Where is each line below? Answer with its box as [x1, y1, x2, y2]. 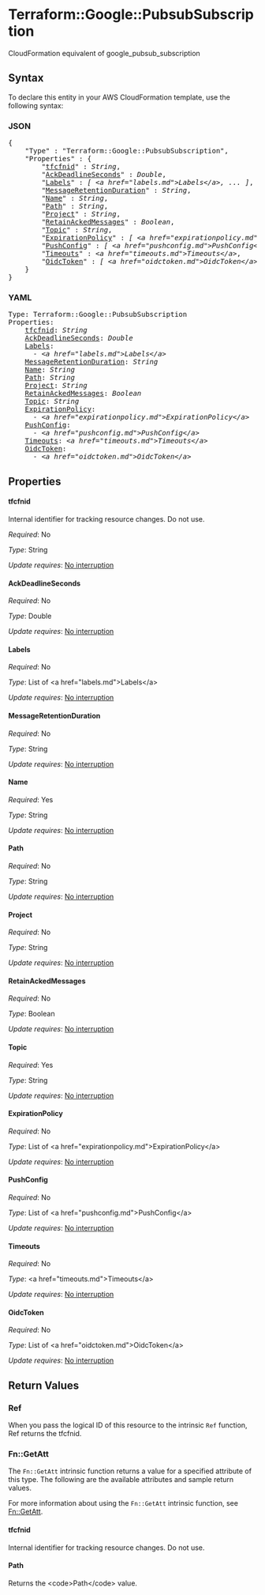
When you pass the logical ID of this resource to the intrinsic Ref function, [8, 1420, 248, 1430]
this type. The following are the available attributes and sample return [8, 1475, 234, 1484]
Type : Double [8, 611, 52, 621]
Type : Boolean [8, 1009, 55, 1019]
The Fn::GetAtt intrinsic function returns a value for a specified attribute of [8, 1466, 252, 1476]
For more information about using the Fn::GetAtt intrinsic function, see [8, 1499, 239, 1508]
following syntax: [8, 100, 64, 110]
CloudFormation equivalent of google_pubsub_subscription [8, 48, 201, 58]
